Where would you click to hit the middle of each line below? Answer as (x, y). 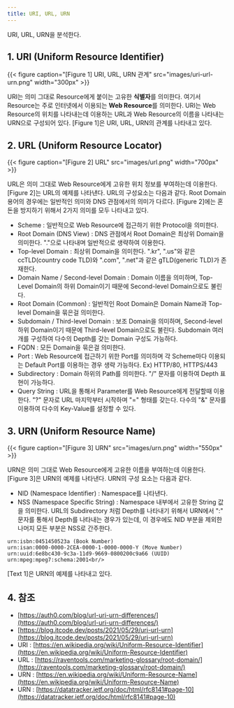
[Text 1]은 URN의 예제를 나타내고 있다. (60, 574)
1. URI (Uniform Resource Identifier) (86, 57)
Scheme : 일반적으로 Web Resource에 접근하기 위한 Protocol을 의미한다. (118, 225)
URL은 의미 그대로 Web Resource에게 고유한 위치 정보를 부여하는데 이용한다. (112, 184)
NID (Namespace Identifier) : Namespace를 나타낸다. (93, 493)
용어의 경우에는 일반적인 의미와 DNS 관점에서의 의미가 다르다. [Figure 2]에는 (112, 202)
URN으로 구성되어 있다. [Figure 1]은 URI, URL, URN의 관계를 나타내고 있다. (110, 123)
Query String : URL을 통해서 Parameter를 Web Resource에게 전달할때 (115, 391)
